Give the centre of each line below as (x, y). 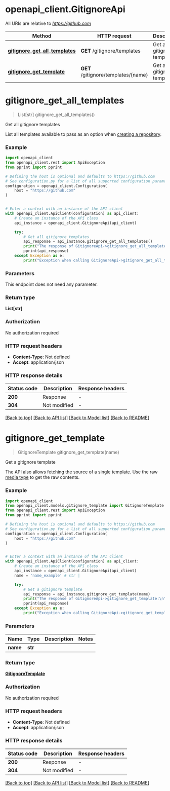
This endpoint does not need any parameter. (51, 284)
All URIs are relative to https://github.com (48, 23)
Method (42, 35)
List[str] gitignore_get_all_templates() (56, 115)
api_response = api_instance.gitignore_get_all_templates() (88, 242)
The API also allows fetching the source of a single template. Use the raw (81, 472)
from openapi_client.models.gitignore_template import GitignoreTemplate (85, 506)
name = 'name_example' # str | (47, 575)
